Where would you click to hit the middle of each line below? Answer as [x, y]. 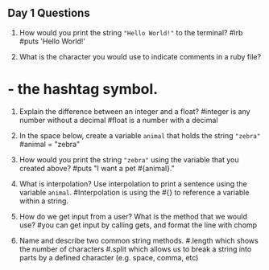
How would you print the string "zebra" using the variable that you [129, 159]
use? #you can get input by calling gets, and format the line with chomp [138, 225]
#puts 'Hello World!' [52, 41]
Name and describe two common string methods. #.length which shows [139, 240]
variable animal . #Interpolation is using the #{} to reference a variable [134, 192]
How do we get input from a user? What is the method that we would [133, 216]
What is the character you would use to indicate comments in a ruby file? [140, 56]
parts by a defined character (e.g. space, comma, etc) [109, 257]
